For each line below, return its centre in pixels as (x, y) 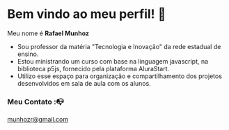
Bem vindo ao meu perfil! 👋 (87, 14)
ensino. (28, 54)
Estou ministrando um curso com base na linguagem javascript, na (113, 61)
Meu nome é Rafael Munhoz (48, 33)
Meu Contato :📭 (35, 102)
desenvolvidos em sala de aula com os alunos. (84, 83)
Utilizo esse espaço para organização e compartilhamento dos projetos (120, 76)
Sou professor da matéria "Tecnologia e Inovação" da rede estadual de (119, 46)
